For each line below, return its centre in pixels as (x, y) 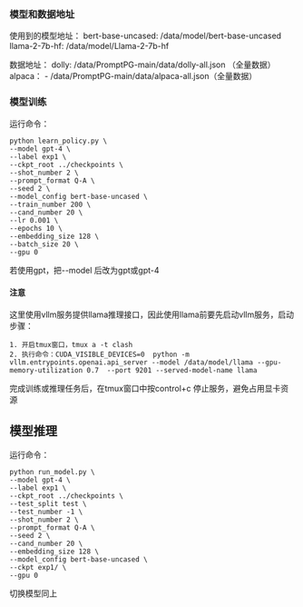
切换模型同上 (33, 593)
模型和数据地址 (42, 14)
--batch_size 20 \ (44, 244)
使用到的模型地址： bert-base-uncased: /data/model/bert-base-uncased (146, 36)
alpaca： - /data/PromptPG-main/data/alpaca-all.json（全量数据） (133, 76)
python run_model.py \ (52, 472)
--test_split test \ (49, 503)
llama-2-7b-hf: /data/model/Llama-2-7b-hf (89, 46)
